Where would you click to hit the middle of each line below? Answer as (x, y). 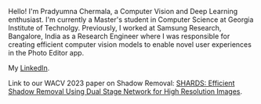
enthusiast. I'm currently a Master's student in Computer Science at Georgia (131, 20)
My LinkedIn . (29, 68)
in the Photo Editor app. (46, 53)
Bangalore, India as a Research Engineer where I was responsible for (119, 36)
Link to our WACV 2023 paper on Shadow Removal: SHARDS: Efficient (121, 83)
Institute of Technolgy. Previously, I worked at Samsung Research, (115, 28)
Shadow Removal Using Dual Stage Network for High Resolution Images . (125, 91)
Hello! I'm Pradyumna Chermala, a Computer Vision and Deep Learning (123, 11)
